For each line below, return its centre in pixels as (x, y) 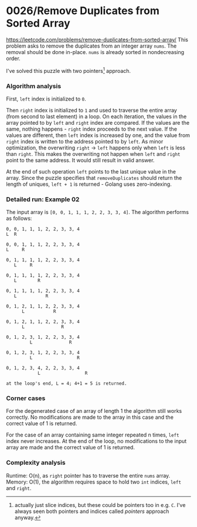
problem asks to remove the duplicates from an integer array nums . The (91, 46)
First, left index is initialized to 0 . (46, 99)
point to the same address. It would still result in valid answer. (80, 160)
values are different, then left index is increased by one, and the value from (98, 135)
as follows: (19, 218)
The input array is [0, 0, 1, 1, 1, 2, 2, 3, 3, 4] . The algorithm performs (98, 212)
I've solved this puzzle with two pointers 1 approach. (68, 70)
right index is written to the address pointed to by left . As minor (85, 141)
